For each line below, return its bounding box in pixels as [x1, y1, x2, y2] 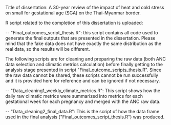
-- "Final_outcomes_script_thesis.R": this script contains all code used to [5, 30, 158, 35]
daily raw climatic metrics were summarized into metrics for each [5, 93, 143, 99]
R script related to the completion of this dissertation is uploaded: [5, 20, 143, 26]
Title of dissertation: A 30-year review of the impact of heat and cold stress [5, 5, 165, 10]
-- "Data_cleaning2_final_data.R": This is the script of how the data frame [5, 109, 160, 114]
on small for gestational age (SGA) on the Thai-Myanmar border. [5, 10, 141, 16]
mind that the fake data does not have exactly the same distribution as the [5, 40, 162, 47]
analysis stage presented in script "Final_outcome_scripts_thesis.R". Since [5, 67, 162, 73]
